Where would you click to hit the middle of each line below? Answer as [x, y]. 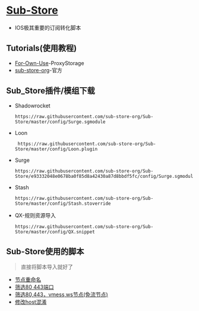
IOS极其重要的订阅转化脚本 [48, 27]
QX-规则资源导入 [35, 215]
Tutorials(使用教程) [42, 48]
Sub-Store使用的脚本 [45, 251]
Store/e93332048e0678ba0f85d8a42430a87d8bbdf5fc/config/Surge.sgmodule [105, 176]
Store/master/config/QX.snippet [55, 232]
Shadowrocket [32, 106]
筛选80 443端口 [34, 287]
